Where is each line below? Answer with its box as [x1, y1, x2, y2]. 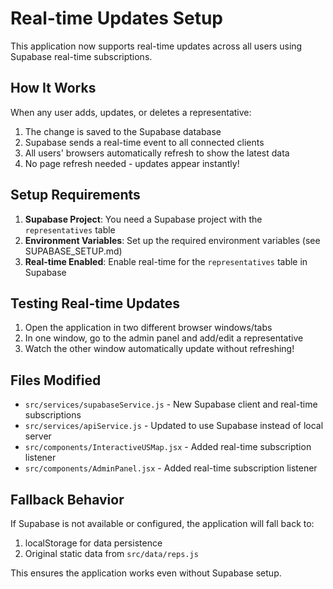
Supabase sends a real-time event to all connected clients [24, 136, 265, 148]
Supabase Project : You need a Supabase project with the [24, 213, 263, 225]
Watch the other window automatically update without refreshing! [24, 343, 295, 355]
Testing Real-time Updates [10, 295, 181, 312]
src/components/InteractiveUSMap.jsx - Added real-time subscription [24, 441, 312, 453]
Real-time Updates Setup [10, 7, 224, 30]
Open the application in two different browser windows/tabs [24, 322, 273, 334]
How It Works [10, 80, 97, 97]
